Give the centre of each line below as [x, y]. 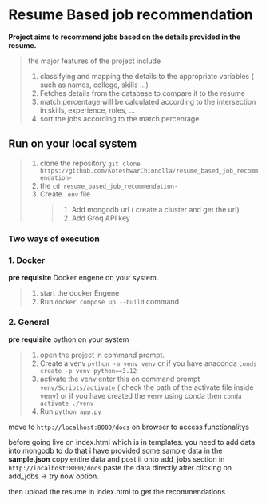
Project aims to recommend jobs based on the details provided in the [125, 37]
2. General [29, 322]
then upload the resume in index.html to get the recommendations [117, 492]
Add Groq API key [101, 218]
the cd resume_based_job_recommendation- [109, 185]
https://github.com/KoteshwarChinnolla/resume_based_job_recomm [149, 171]
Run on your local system [73, 144]
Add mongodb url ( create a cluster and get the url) [155, 209]
